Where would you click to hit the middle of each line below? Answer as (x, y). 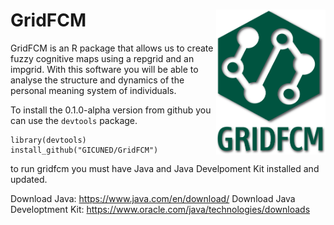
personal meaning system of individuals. (93, 90)
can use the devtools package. (74, 120)
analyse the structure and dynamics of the (97, 80)
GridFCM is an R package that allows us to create (112, 48)
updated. (29, 179)
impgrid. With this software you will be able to (104, 69)
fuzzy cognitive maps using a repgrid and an (102, 58)
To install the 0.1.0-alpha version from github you (111, 110)
